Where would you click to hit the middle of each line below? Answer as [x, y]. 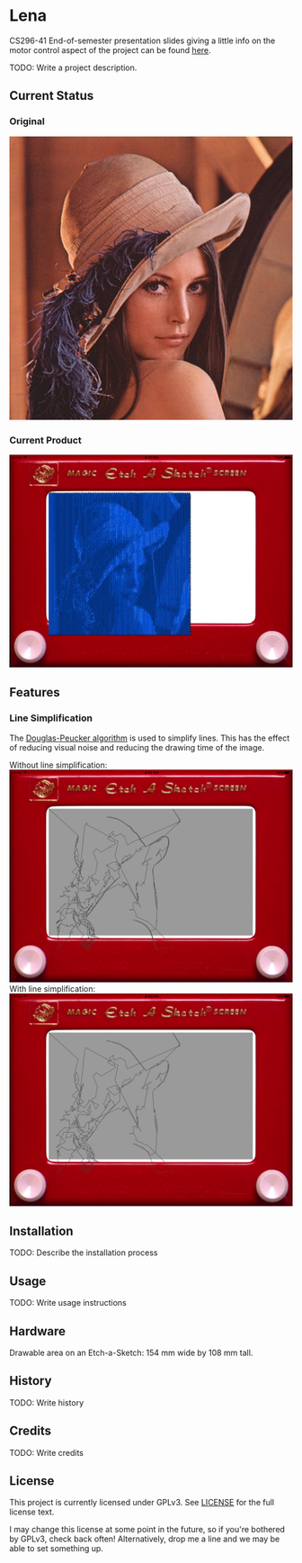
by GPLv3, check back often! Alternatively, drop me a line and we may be [145, 1539]
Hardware [37, 1331]
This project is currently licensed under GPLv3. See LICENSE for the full [142, 1503]
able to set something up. [56, 1549]
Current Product [46, 440]
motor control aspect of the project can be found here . [110, 49]
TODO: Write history [47, 1402]
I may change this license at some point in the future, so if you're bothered [147, 1530]
